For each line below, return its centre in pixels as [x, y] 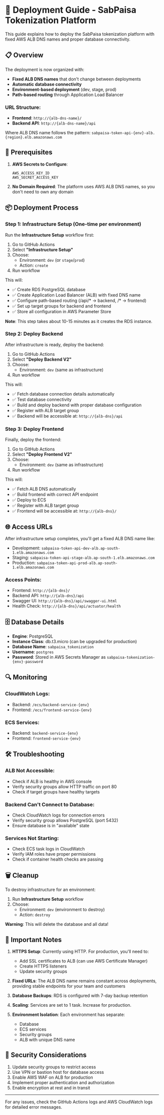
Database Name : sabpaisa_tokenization [53, 647]
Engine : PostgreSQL [33, 636]
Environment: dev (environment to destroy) [62, 910]
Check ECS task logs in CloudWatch [48, 849]
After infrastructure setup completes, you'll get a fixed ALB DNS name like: [80, 538]
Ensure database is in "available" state [51, 826]
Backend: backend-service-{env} [45, 733]
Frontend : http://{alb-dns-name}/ [47, 118]
